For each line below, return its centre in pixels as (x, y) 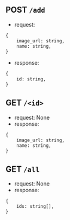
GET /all (23, 170)
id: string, (31, 79)
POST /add (25, 10)
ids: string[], (35, 207)
